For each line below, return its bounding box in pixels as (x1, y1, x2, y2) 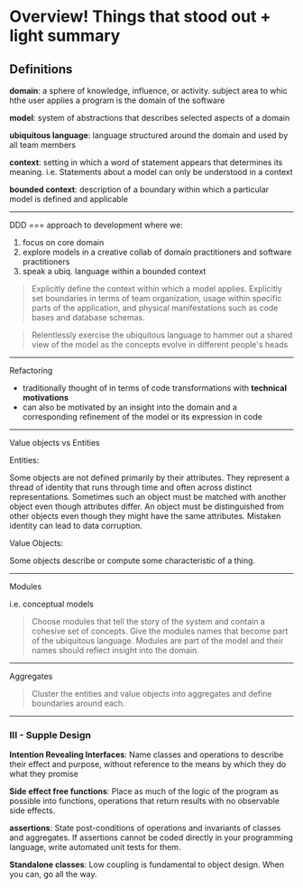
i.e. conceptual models (9, 598, 95, 609)
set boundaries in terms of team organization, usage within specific (31, 293, 282, 303)
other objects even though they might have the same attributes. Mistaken (9, 511, 281, 521)
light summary (9, 25, 121, 46)
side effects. (9, 805, 56, 816)
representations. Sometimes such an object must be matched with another (9, 492, 287, 502)
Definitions (9, 61, 73, 77)
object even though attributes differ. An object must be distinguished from (9, 501, 284, 512)
